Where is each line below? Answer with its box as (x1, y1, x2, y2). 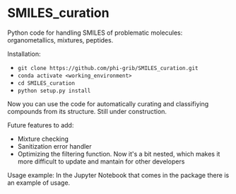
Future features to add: (7, 120, 74, 129)
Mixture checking (17, 135, 69, 143)
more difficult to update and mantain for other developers (17, 157, 185, 166)
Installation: (7, 50, 41, 58)
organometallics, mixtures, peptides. (7, 35, 114, 44)
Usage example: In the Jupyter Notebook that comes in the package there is (7, 171, 230, 179)
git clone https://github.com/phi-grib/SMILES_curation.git (17, 64, 199, 72)
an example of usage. (7, 178, 71, 187)
